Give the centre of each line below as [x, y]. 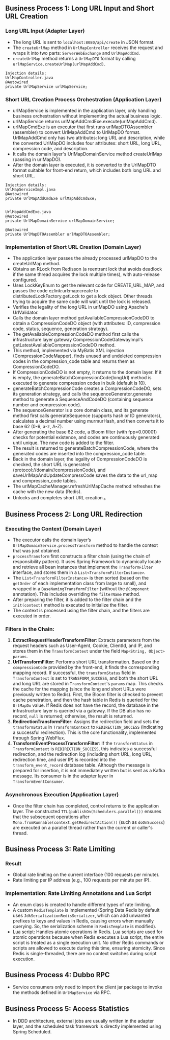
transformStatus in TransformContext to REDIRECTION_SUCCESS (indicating [88, 727]
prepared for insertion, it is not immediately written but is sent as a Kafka [89, 771]
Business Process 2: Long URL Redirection [74, 514]
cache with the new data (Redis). [47, 492]
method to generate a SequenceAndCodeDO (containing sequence [83, 399]
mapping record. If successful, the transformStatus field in [74, 673]
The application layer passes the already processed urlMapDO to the [85, 258]
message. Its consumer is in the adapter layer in [63, 776]
